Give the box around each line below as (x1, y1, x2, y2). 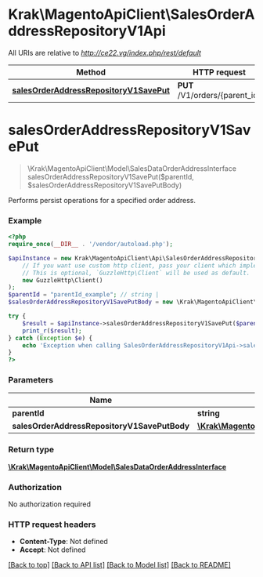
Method (75, 67, 106, 78)
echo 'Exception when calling (22, 341, 121, 350)
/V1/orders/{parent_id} (177, 89, 261, 100)
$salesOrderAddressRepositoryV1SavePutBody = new (8, 298, 174, 307)
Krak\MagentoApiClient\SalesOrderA (8, 5, 255, 24)
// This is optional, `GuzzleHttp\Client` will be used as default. (22, 269, 250, 277)
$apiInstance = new (8, 254, 72, 262)
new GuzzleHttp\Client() (22, 276, 103, 284)
